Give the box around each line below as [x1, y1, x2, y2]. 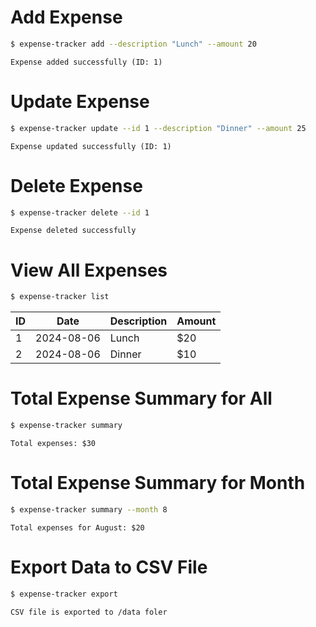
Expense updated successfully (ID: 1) [10, 141, 172, 151]
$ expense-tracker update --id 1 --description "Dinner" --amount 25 [10, 123, 307, 133]
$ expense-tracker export [10, 589, 118, 599]
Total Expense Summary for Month [10, 472, 306, 495]
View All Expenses [10, 259, 168, 281]
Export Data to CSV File [10, 556, 208, 579]
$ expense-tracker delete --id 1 [10, 207, 150, 218]
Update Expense [10, 91, 150, 113]
